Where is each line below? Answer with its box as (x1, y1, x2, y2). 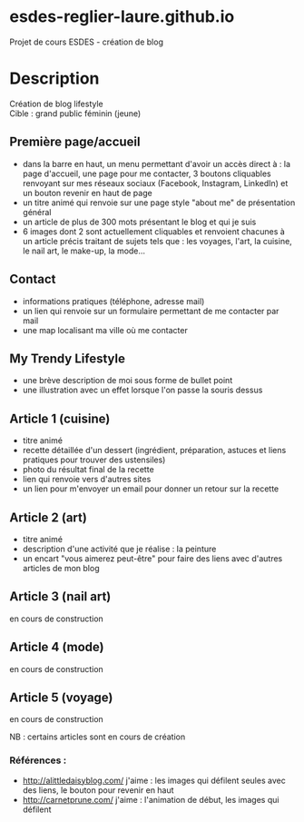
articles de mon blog (22, 562, 100, 573)
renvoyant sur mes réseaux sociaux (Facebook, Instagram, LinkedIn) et (22, 177, 289, 188)
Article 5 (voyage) (9, 689, 113, 705)
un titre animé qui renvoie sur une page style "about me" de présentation (22, 197, 296, 208)
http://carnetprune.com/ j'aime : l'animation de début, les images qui (22, 794, 279, 805)
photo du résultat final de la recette (22, 464, 154, 475)
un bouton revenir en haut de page (22, 187, 152, 198)
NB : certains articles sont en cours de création (9, 731, 186, 742)
